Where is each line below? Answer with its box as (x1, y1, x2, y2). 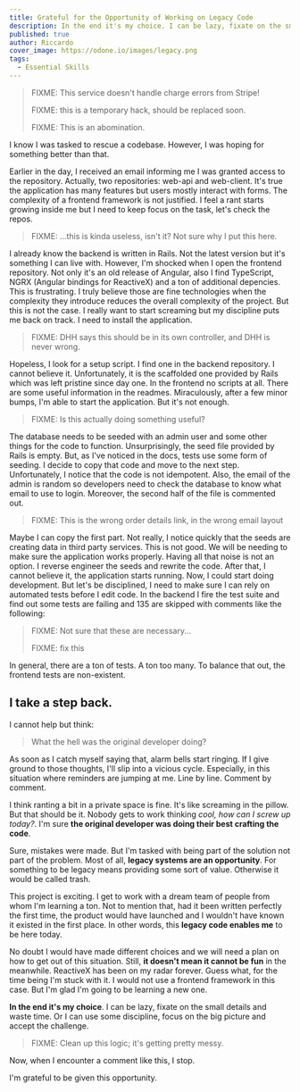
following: (9, 608, 46, 619)
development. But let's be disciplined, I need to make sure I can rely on (9, 579, 271, 590)
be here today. (9, 929, 62, 939)
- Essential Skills (17, 63, 90, 72)
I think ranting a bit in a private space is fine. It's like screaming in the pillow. (9, 799, 289, 810)
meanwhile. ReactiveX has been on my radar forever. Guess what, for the (9, 965, 279, 976)
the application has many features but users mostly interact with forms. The (9, 185, 288, 196)
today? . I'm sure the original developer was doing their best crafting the (9, 818, 279, 829)
